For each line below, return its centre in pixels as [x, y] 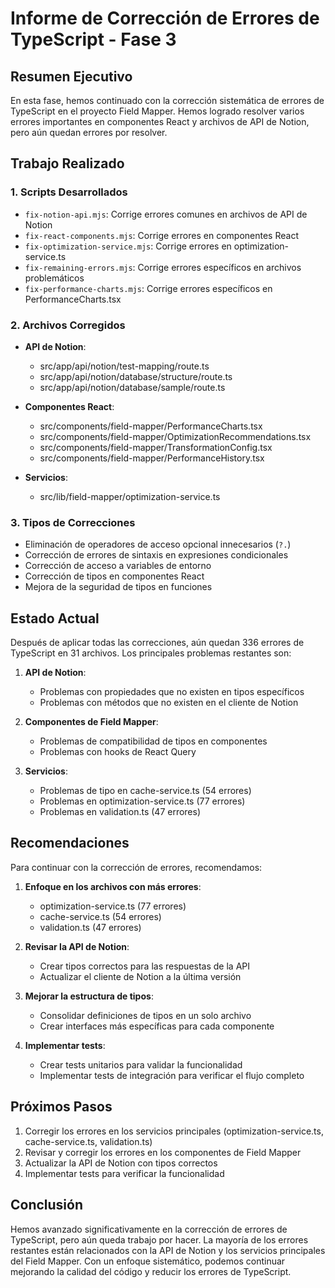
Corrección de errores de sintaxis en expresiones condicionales [156, 555]
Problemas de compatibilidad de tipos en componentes [153, 741]
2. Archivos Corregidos [68, 325]
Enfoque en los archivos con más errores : [113, 886]
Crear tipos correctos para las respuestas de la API [145, 966]
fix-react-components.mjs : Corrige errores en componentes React [161, 235]
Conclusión [47, 1205]
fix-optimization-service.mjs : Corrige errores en [128, 246]
